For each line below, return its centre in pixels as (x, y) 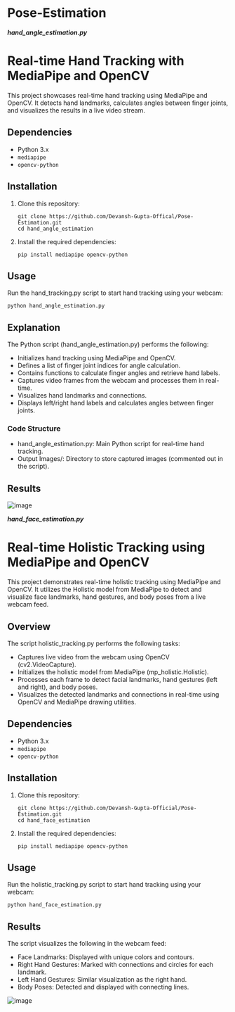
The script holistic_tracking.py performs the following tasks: (94, 643)
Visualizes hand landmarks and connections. (82, 396)
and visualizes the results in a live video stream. (76, 110)
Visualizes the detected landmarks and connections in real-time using (118, 694)
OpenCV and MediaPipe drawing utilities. (77, 702)
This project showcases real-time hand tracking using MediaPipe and (108, 95)
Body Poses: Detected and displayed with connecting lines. (103, 987)
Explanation (34, 328)
